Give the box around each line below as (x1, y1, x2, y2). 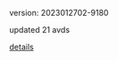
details (9, 41, 34, 52)
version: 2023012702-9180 (9, 8, 109, 18)
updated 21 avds (9, 25, 70, 34)
